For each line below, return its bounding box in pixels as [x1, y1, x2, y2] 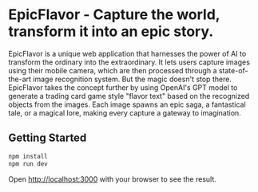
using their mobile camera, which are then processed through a [8, 65, 217, 75]
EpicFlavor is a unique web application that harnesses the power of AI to [8, 49, 247, 58]
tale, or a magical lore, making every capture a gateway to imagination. [8, 108, 241, 117]
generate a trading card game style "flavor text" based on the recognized [8, 91, 250, 100]
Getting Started [8, 131, 87, 145]
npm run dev [8, 159, 48, 168]
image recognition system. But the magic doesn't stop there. [33, 74, 232, 84]
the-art [8, 74, 32, 84]
